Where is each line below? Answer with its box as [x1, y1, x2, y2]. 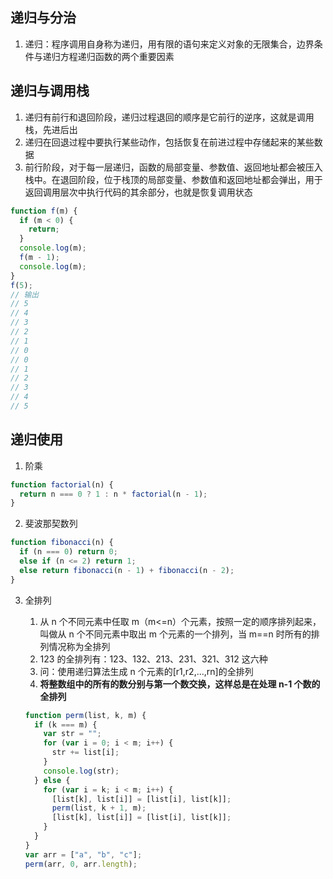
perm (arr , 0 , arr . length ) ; [24, 859, 138, 869]
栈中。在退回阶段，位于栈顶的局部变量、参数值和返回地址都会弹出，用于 [24, 173, 323, 185]
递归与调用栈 [10, 83, 90, 100]
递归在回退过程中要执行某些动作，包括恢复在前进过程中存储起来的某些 [24, 136, 315, 148]
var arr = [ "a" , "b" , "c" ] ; [24, 849, 143, 860]
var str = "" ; [43, 729, 102, 739]
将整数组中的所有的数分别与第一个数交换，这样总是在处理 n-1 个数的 [39, 678, 321, 690]
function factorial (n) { [10, 479, 114, 490]
